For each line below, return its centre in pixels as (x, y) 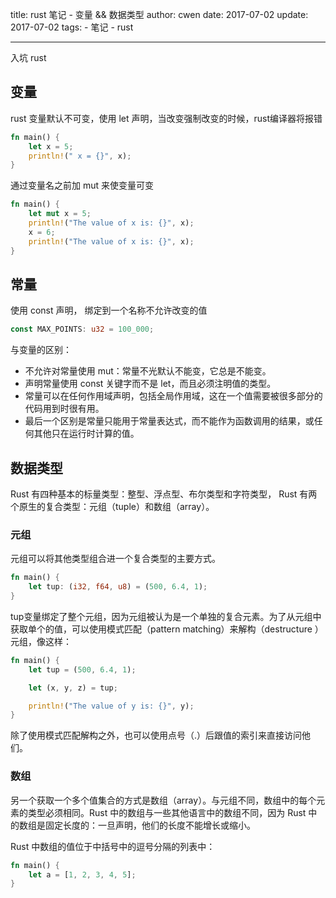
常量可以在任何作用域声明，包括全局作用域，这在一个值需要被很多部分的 (173, 396)
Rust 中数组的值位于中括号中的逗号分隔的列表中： (113, 846)
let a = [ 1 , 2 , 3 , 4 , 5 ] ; (82, 874)
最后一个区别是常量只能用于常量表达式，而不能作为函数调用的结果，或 (169, 421)
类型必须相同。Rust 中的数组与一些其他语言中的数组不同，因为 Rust (167, 812)
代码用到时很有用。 (64, 409)
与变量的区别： (41, 350)
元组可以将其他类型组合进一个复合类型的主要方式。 (115, 559)
